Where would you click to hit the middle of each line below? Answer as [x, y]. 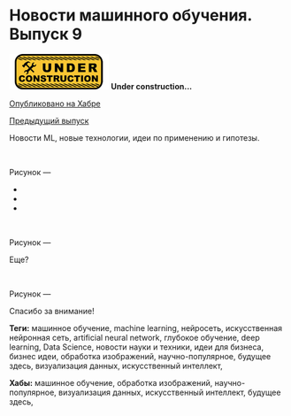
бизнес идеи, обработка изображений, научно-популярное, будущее [140, 356]
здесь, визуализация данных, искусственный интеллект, [116, 366]
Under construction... [151, 86]
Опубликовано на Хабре [55, 104]
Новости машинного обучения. [130, 15]
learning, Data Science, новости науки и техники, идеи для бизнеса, [136, 347]
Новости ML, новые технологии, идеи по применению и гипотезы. [134, 137]
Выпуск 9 [46, 34]
